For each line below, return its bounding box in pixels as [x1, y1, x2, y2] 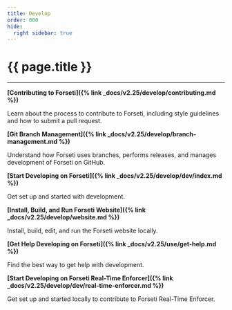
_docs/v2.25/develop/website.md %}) [7, 213, 119, 221]
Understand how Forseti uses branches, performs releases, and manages [7, 151, 217, 159]
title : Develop [7, 10, 51, 17]
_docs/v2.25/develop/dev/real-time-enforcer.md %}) [7, 282, 164, 290]
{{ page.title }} [7, 60, 93, 75]
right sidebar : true [13, 29, 72, 37]
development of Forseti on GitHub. [7, 158, 106, 167]
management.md [7, 138, 58, 146]
